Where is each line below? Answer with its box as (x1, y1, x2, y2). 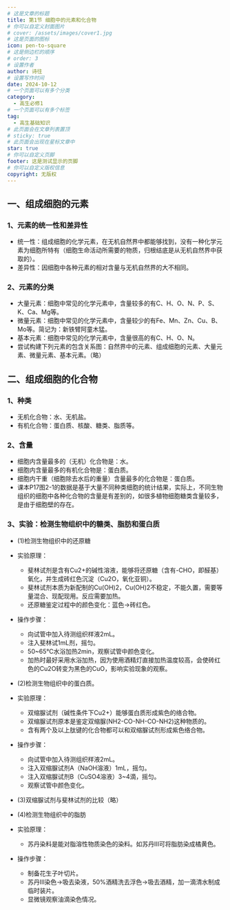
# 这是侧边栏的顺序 (7, 49, 55, 56)
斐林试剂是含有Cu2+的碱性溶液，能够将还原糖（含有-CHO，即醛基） (27, 566, 222, 574)
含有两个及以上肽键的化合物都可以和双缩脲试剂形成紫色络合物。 (27, 726, 209, 734)
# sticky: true (7, 132, 51, 139)
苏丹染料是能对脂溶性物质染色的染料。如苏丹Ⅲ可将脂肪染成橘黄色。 (27, 840, 220, 848)
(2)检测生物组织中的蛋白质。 (17, 679, 98, 688)
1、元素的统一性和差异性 (7, 220, 88, 230)
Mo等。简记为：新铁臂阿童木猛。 (17, 325, 112, 334)
